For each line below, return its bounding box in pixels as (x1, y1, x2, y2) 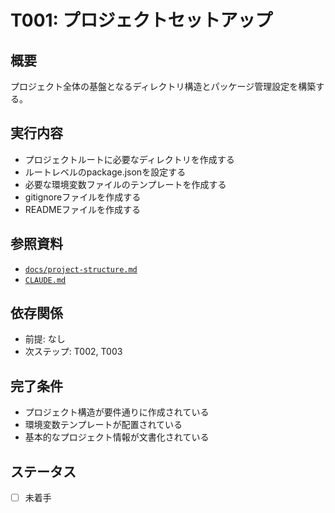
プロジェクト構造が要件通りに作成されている (24, 406, 210, 418)
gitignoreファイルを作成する (24, 191, 142, 203)
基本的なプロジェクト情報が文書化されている (24, 431, 210, 443)
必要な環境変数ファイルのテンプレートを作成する (24, 178, 227, 190)
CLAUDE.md (24, 275, 67, 285)
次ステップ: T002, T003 (24, 346, 123, 358)
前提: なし (24, 333, 66, 345)
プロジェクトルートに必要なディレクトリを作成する (24, 153, 235, 165)
